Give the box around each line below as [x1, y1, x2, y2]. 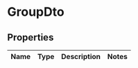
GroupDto [7, 4, 64, 20]
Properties [7, 32, 54, 43]
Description [61, 52, 101, 61]
